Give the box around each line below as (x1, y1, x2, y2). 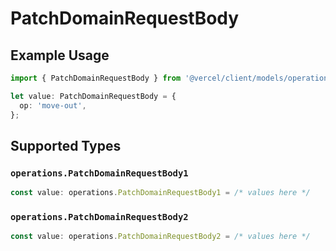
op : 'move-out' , (19, 100, 87, 111)
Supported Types (10, 137, 122, 154)
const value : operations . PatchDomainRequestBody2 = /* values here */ (10, 232, 311, 242)
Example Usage (10, 47, 110, 64)
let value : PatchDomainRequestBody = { (10, 91, 177, 101)
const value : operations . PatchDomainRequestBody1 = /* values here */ (10, 188, 311, 198)
